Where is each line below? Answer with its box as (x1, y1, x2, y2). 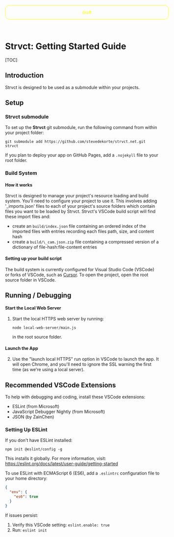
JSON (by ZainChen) (12, 414, 54, 420)
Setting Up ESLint (5, 426, 48, 433)
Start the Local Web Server (5, 305, 61, 311)
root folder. (5, 158, 28, 163)
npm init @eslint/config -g (5, 447, 63, 452)
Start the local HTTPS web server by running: (12, 316, 104, 322)
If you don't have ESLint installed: (5, 438, 73, 443)
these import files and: (5, 214, 50, 220)
